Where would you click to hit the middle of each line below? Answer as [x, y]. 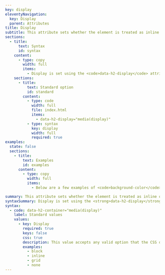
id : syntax [29, 51]
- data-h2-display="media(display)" [73, 119]
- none [34, 265]
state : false [23, 147]
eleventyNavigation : [26, 14]
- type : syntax [42, 124]
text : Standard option [50, 87]
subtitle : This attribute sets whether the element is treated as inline [82, 32]
